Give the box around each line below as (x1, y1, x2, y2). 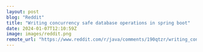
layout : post (6, 8, 39, 15)
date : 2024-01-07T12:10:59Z (6, 25, 77, 32)
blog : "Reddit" (6, 14, 45, 20)
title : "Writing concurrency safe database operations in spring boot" (6, 20, 190, 26)
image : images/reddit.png (6, 31, 71, 37)
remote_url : (6, 36, 36, 42)
